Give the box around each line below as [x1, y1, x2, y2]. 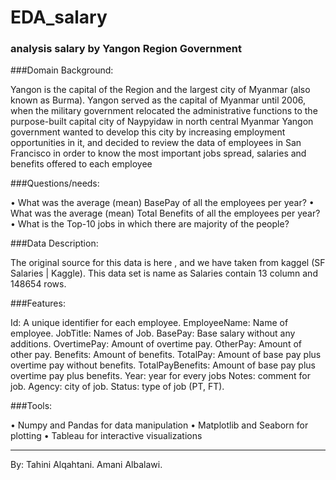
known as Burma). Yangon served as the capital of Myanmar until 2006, [10, 94, 306, 106]
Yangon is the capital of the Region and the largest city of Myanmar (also [10, 84, 311, 96]
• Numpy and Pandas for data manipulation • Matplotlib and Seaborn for [10, 419, 309, 431]
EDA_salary [10, 6, 108, 29]
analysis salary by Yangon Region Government [10, 42, 242, 56]
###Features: [10, 297, 66, 310]
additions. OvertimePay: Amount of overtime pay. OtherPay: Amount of [10, 338, 302, 350]
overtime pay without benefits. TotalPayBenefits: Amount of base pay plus [10, 359, 316, 371]
